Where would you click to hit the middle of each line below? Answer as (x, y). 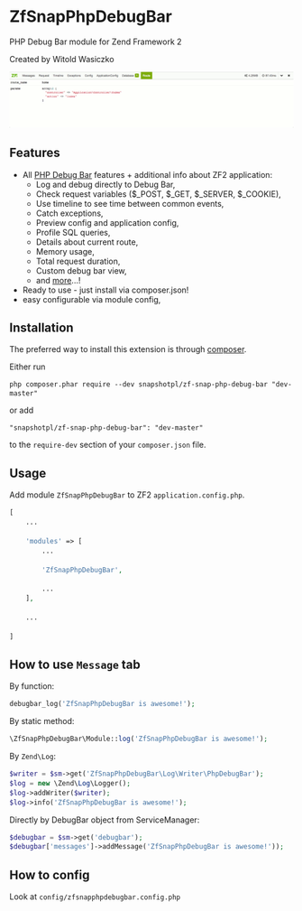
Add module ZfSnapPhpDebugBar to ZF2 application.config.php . (127, 495)
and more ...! (58, 280)
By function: (32, 686)
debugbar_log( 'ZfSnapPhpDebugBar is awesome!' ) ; (102, 704)
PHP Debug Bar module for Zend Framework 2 (96, 42)
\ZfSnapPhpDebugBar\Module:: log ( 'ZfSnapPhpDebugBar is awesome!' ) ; (139, 739)
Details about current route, (87, 242)
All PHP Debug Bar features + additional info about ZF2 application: (147, 174)
